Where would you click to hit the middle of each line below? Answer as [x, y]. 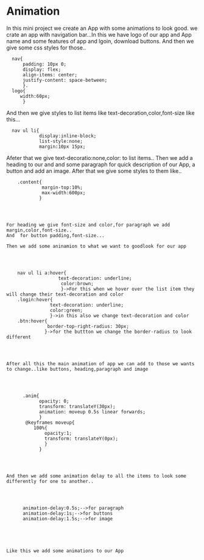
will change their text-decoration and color [65, 294]
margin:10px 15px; [62, 147]
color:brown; [77, 283]
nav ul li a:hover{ [42, 273]
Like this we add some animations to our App [65, 551]
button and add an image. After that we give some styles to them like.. [94, 171]
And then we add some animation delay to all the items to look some [97, 476]
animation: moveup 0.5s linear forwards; [92, 412]
